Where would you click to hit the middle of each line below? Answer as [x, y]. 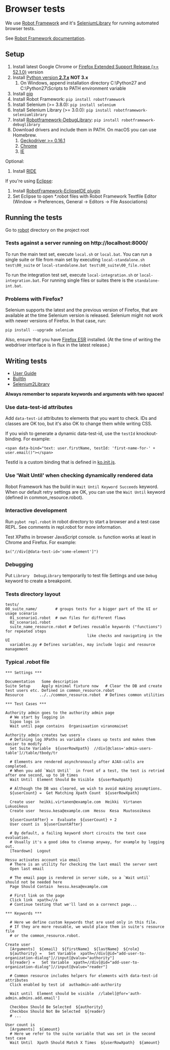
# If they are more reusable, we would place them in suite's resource [87, 927]
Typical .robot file [27, 662]
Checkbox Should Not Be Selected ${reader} [58, 1011]
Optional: [15, 161]
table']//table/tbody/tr [31, 753]
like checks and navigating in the [125, 636]
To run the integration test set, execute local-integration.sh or [72, 275]
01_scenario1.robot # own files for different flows [68, 618]
